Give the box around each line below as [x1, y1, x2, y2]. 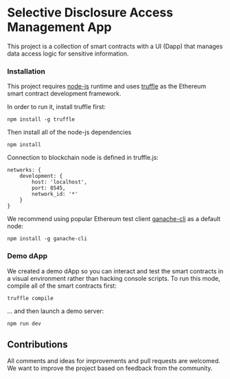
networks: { [7, 167, 41, 174]
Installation [7, 67, 46, 76]
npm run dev [7, 320, 41, 327]
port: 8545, [32, 185, 67, 192]
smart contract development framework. [7, 89, 122, 97]
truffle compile [7, 295, 54, 301]
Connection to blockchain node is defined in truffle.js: [7, 153, 159, 162]
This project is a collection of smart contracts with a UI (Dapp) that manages [7, 42, 223, 50]
